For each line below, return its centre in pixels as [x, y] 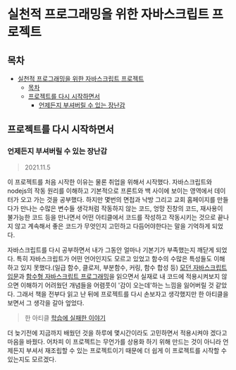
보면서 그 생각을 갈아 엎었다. [46, 303]
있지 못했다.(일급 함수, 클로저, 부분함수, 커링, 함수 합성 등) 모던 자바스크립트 [124, 267]
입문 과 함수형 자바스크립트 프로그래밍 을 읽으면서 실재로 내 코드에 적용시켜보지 [114, 276]
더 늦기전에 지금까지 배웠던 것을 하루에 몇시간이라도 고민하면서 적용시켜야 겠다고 [117, 333]
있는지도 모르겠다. [32, 359]
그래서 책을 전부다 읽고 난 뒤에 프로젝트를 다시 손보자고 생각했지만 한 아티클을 [123, 294]
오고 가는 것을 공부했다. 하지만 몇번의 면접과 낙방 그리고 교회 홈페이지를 [118, 199]
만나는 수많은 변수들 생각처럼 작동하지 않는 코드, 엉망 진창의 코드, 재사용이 [122, 208]
